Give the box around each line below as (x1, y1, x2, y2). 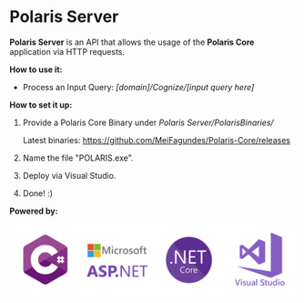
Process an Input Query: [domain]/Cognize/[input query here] (22, 81, 255, 92)
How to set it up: (9, 99, 73, 110)
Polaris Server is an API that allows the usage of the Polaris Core (9, 37, 255, 47)
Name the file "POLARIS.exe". (22, 152, 134, 163)
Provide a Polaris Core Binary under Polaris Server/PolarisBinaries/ (22, 117, 275, 128)
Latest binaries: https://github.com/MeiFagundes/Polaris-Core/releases (22, 134, 291, 145)
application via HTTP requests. (9, 46, 126, 57)
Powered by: (9, 205, 58, 216)
